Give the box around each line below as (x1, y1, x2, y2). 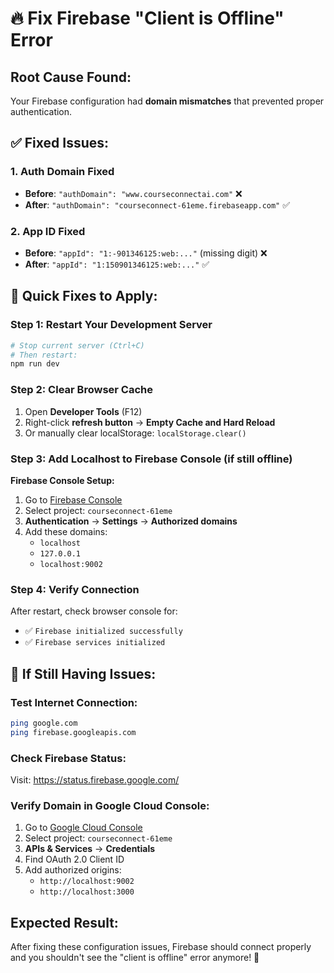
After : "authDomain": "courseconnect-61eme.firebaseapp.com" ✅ (24, 198, 291, 211)
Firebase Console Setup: (10, 474, 115, 486)
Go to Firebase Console (24, 493, 123, 506)
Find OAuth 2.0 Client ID (24, 853, 125, 866)
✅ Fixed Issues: (10, 135, 110, 152)
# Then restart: (10, 350, 78, 360)
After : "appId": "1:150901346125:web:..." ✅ (24, 258, 210, 270)
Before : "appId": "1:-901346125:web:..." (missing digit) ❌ (24, 247, 268, 259)
